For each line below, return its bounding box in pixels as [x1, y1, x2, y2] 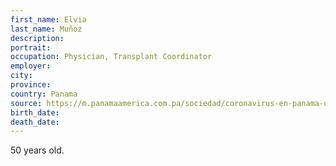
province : [10, 80, 52, 90]
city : [10, 71, 33, 81]
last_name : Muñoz [10, 24, 83, 34]
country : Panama [10, 89, 78, 99]
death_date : [10, 117, 60, 127]
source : [10, 98, 43, 108]
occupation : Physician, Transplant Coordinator [10, 52, 213, 62]
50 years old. [10, 144, 65, 156]
